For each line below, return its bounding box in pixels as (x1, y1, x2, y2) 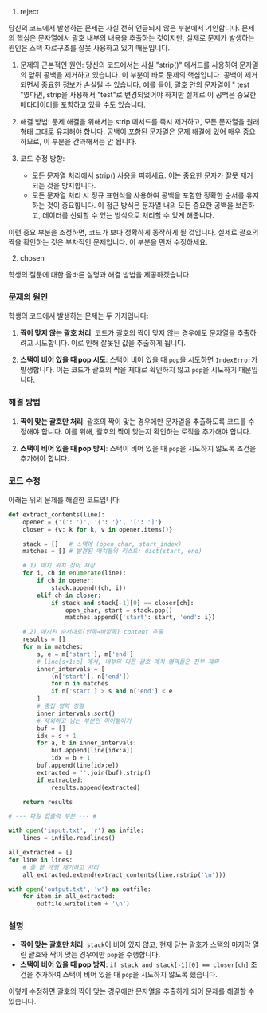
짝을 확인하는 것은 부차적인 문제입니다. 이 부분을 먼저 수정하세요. (8, 238, 209, 246)
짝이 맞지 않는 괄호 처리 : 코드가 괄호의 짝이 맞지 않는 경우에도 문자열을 (19, 328, 236, 338)
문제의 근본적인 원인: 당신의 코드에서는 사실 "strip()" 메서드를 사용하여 (19, 60, 238, 69)
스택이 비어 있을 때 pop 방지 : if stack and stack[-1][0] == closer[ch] (19, 960, 249, 969)
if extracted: (37, 776, 84, 784)
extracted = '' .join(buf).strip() (37, 768, 151, 776)
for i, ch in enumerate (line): (22, 569, 127, 577)
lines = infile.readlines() (22, 834, 116, 842)
